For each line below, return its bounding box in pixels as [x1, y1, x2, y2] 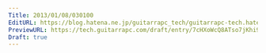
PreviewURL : [8, 26, 47, 34]
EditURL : [8, 19, 37, 26]
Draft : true [8, 33, 47, 41]
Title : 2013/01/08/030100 [8, 11, 93, 19]
